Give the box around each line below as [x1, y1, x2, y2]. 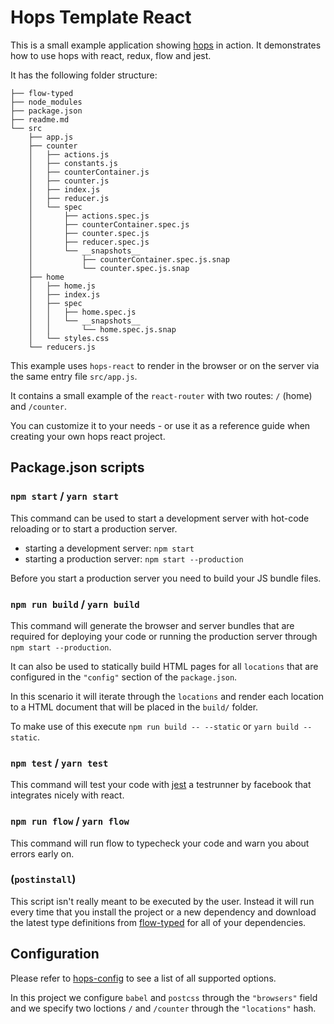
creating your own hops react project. [10, 430, 166, 442]
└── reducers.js [28, 342, 97, 352]
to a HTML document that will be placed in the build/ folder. [10, 701, 259, 713]
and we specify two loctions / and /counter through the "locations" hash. [10, 1002, 317, 1014]
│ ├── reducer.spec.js [28, 237, 150, 247]
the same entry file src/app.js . [10, 370, 138, 382]
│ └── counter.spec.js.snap [28, 263, 190, 273]
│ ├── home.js [28, 281, 97, 291]
